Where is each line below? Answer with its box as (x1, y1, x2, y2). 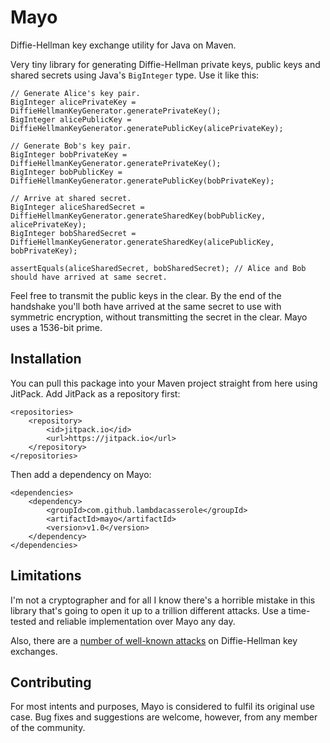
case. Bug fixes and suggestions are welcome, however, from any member (10, 711, 318, 723)
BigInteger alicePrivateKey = (10, 97, 137, 107)
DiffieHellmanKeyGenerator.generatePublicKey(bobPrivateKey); (10, 176, 275, 186)
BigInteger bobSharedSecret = (10, 228, 137, 238)
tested (10, 615, 37, 627)
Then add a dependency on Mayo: (10, 468, 152, 480)
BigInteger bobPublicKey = (10, 167, 123, 177)
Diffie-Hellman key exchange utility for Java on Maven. (10, 39, 237, 51)
